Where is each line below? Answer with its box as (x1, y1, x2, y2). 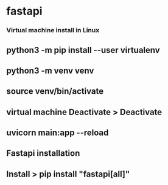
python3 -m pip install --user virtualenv (6, 44, 160, 55)
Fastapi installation (6, 148, 80, 159)
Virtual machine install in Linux (6, 26, 100, 35)
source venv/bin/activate (6, 86, 104, 97)
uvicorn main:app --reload (6, 128, 109, 138)
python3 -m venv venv (6, 65, 94, 75)
